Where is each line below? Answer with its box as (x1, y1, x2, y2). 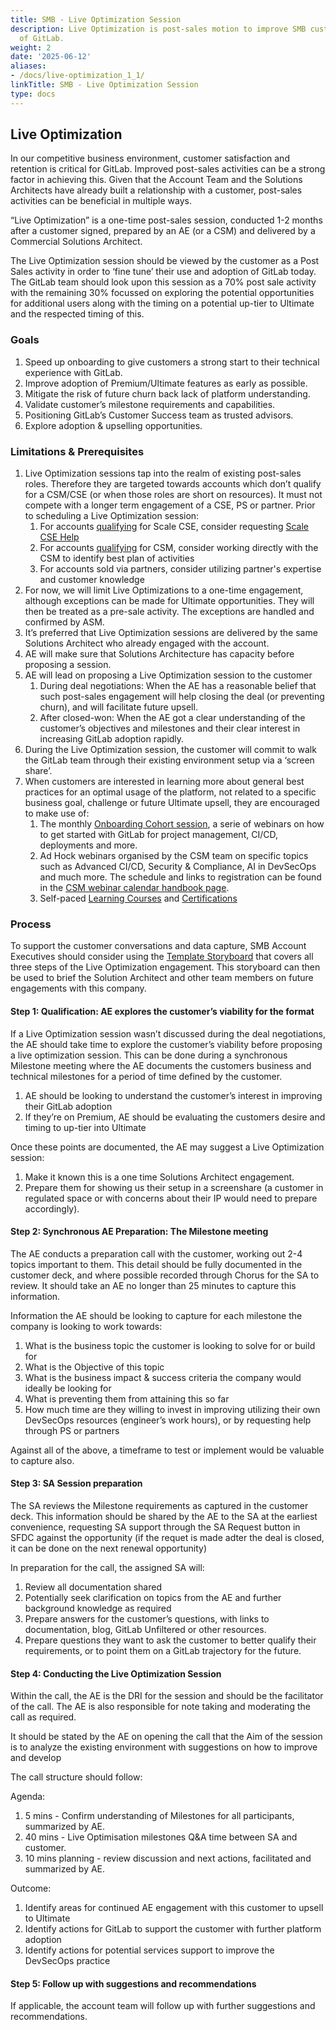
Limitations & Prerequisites (10, 444, 145, 458)
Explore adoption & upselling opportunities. (24, 419, 203, 431)
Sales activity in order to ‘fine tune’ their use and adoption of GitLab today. (10, 266, 317, 278)
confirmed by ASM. (24, 616, 105, 628)
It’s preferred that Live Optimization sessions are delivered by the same (24, 627, 318, 639)
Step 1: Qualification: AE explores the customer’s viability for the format (10, 1005, 315, 1017)
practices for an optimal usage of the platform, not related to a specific (24, 786, 317, 798)
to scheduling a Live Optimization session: (24, 510, 200, 522)
